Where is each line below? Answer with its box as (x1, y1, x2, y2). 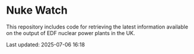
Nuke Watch (6, 4, 68, 17)
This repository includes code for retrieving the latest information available (6, 23, 189, 30)
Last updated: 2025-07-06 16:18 (6, 41, 85, 48)
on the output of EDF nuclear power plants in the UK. (6, 29, 135, 36)
